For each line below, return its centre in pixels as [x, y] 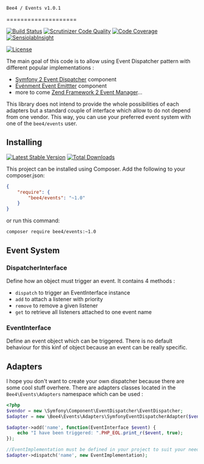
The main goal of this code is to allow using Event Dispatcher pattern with [98, 61]
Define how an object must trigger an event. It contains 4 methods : [91, 281]
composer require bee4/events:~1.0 [51, 232]
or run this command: [33, 220]
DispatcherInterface [37, 268]
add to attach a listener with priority [59, 299]
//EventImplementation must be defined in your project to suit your [96, 450]
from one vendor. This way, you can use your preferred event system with [99, 117]
